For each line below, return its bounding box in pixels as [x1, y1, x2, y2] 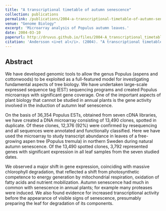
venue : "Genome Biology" [5, 21, 56, 26]
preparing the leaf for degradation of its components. [5, 200, 114, 206]
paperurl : [5, 35, 26, 40]
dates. [5, 154, 18, 160]
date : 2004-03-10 [5, 30, 41, 35]
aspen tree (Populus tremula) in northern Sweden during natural [23, 138, 153, 144]
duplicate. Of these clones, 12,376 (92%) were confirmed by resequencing [5, 122, 157, 128]
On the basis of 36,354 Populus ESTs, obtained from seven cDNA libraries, [5, 112, 157, 118]
